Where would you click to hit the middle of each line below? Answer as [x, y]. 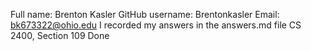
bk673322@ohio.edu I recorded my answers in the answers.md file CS [156, 25]
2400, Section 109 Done [60, 35]
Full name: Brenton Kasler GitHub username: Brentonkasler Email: [145, 14]
